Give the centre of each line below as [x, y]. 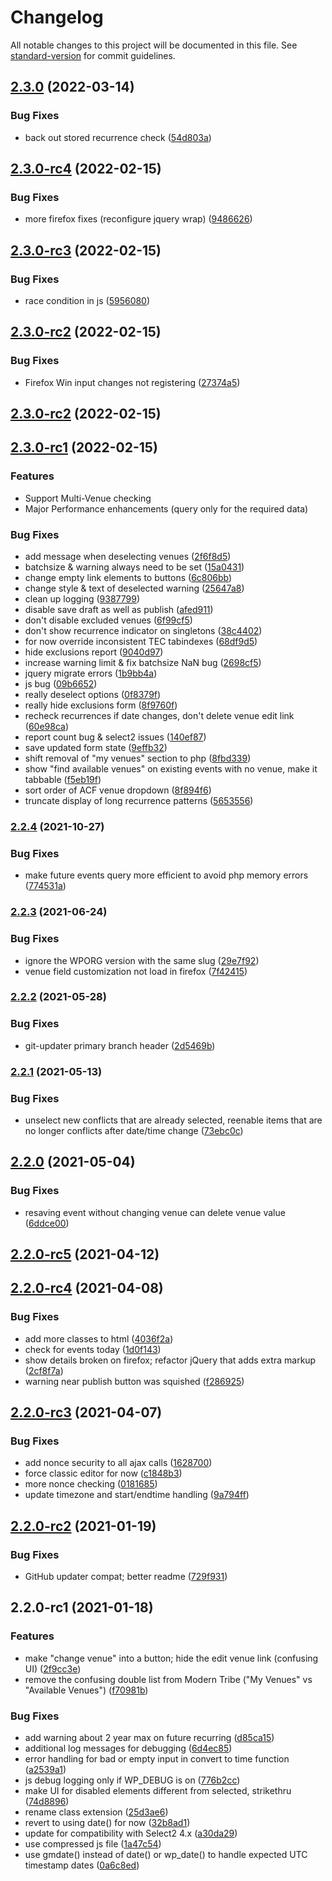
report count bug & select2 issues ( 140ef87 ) [115, 737]
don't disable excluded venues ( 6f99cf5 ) [108, 620]
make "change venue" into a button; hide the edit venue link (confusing [171, 1658]
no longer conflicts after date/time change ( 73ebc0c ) [134, 1130]
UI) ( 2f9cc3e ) [53, 1668]
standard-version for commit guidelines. [93, 55]
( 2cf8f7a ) [44, 1370]
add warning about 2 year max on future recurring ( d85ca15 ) [149, 1738]
